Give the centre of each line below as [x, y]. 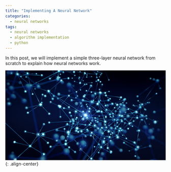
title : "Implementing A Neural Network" [49, 11]
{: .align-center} [22, 164]
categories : [18, 16]
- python [19, 43]
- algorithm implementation [40, 38]
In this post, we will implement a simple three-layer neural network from [80, 58]
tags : [11, 27]
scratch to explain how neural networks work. [53, 63]
